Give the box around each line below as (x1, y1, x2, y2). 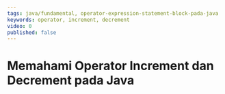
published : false (7, 29, 57, 36)
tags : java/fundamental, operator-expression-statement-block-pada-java (7, 10, 219, 17)
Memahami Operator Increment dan (7, 59, 214, 74)
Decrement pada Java (7, 73, 135, 89)
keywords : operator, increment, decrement (7, 16, 130, 23)
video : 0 (7, 22, 32, 29)
